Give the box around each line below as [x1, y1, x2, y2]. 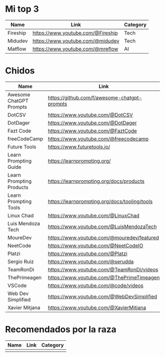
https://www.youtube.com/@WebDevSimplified [48, 293, 157, 300]
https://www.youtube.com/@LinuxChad [48, 212, 140, 219]
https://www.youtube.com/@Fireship [32, 29, 118, 36]
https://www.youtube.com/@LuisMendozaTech [48, 223, 157, 230]
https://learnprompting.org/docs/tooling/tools [48, 198, 153, 205]
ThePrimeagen [7, 274, 42, 281]
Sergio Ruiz [7, 258, 34, 265]
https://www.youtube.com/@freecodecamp [48, 135, 149, 142]
